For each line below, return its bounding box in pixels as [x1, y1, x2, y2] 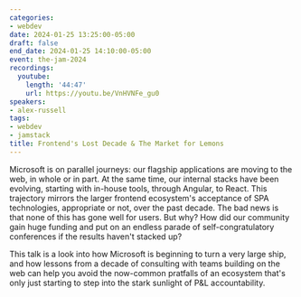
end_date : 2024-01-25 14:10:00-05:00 [9, 47, 152, 56]
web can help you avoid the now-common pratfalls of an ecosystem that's [9, 267, 287, 278]
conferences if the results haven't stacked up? [9, 231, 183, 242]
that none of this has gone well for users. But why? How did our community [9, 211, 290, 222]
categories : [9, 13, 54, 23]
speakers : [9, 97, 47, 107]
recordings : [9, 64, 54, 73]
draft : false [9, 38, 59, 48]
